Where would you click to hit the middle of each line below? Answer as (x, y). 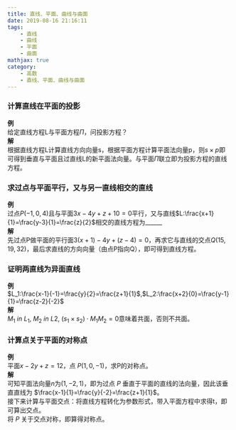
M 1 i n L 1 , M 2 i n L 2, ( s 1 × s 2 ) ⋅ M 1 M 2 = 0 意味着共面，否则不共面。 (101, 319)
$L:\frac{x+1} (195, 213)
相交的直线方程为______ (129, 222)
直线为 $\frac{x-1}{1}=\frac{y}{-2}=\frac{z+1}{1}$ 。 (88, 392)
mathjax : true (28, 60)
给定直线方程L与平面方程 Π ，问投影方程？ (68, 131)
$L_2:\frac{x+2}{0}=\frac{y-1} (186, 294)
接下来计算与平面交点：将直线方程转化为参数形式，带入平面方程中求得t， (114, 402)
